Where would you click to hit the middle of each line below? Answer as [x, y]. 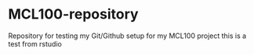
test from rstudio [35, 43]
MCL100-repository [73, 14]
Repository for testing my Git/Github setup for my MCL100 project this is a [127, 36]
